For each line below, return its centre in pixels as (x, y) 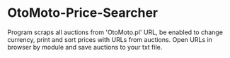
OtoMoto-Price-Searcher (82, 13)
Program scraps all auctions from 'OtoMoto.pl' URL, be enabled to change (115, 32)
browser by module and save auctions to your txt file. (85, 47)
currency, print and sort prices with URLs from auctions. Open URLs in (110, 39)
